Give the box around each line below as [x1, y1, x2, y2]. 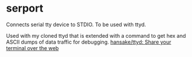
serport [6, 2, 43, 15]
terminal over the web [6, 44, 59, 51]
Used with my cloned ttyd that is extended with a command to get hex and [6, 32, 186, 39]
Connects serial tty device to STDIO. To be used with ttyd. [6, 21, 146, 28]
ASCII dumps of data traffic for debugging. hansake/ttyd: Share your [6, 38, 171, 45]
